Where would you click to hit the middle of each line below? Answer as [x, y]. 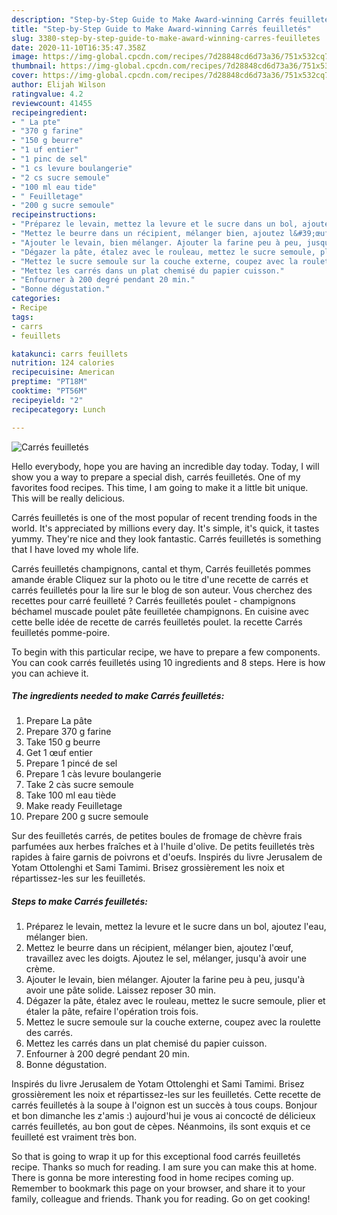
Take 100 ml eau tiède [71, 795]
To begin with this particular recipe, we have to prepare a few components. [166, 652]
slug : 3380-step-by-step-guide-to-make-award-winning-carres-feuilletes [166, 38]
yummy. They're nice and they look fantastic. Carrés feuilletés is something [166, 538]
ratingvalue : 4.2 [47, 94]
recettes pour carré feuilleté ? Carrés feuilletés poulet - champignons [153, 600]
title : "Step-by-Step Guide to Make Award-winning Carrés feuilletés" [161, 29]
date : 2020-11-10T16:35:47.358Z [78, 47]
